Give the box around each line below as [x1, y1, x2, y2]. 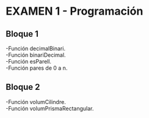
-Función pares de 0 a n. [5, 64, 68, 72]
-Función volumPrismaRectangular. [5, 105, 94, 112]
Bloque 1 [5, 29, 39, 39]
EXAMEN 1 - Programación [5, 4, 144, 18]
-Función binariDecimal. [5, 51, 66, 59]
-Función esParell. [5, 58, 52, 65]
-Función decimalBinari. [5, 45, 65, 52]
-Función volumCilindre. [5, 98, 67, 105]
